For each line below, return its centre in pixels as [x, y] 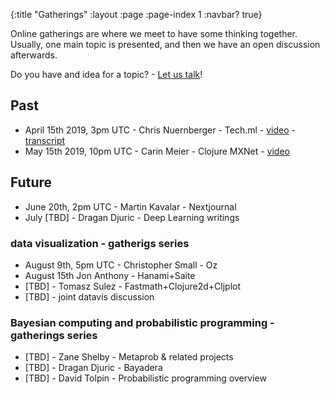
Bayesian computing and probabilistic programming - [142, 322]
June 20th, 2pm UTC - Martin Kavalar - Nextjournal [130, 206]
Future [31, 182]
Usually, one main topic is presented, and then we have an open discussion [165, 44]
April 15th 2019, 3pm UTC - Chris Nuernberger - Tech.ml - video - [160, 130]
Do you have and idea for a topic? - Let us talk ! [106, 74]
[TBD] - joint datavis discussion [89, 296]
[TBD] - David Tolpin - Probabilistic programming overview [145, 378]
